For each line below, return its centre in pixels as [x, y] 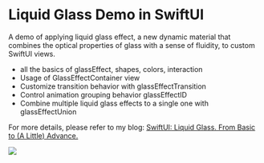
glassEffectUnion [48, 111]
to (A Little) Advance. [43, 135]
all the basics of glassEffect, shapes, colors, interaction [111, 69]
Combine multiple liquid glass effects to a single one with [114, 103]
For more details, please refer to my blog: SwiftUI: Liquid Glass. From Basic [132, 127]
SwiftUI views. [32, 54]
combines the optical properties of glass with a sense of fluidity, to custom [132, 45]
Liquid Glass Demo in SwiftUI [106, 15]
